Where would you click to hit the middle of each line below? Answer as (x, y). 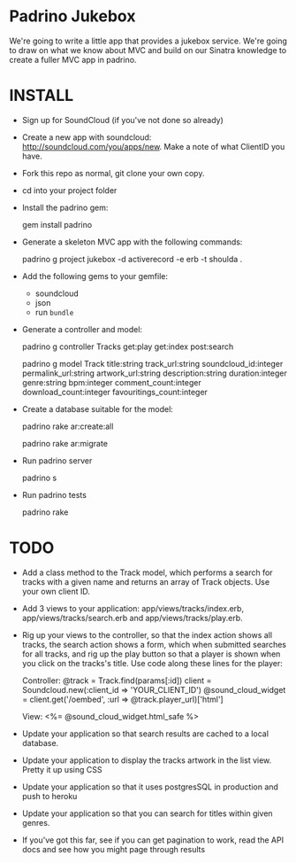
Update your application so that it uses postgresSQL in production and (150, 787)
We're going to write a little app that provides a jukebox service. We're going (148, 41)
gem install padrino (57, 224)
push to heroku (49, 796)
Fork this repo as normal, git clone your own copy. (113, 173)
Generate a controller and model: (82, 329)
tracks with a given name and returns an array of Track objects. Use (146, 581)
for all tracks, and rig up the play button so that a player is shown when (151, 654)
